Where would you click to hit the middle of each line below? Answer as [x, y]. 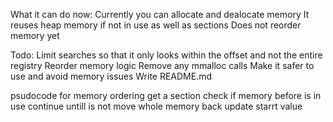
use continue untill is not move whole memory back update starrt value [156, 106]
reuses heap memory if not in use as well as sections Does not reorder [156, 25]
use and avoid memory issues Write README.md [111, 76]
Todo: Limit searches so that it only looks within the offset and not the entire [166, 55]
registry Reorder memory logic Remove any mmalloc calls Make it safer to [162, 65]
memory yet [35, 35]
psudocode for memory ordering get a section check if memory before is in [166, 95]
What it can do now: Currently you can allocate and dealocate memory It [160, 14]
